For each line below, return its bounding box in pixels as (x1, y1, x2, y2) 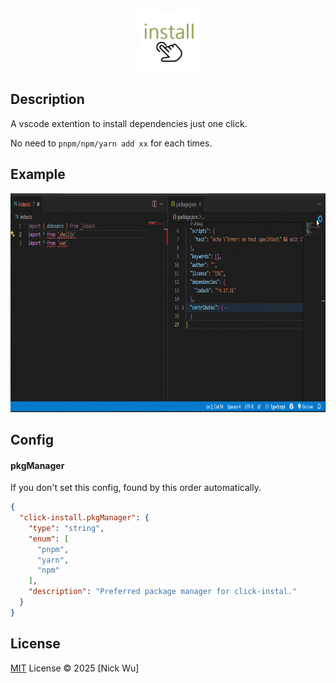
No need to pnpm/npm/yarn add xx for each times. (10, 137, 213, 149)
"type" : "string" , (28, 523, 105, 533)
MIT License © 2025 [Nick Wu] (10, 662, 140, 674)
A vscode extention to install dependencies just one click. (10, 117, 248, 129)
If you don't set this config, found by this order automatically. (10, 482, 262, 494)
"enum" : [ (28, 534, 70, 544)
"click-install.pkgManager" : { (19, 513, 150, 523)
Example (10, 166, 66, 183)
